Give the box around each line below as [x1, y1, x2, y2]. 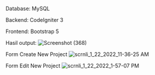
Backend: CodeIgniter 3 [5, 17, 64, 23]
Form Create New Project [5, 51, 68, 58]
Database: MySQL [5, 5, 50, 12]
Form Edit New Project [5, 62, 61, 69]
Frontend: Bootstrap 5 [5, 28, 59, 35]
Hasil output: [5, 40, 37, 46]
